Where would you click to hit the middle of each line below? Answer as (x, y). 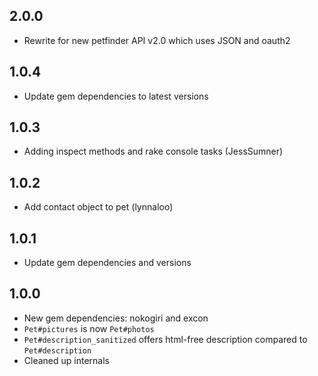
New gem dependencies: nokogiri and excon (116, 318)
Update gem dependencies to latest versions (116, 96)
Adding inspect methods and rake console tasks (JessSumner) (153, 151)
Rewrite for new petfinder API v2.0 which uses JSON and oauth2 (157, 40)
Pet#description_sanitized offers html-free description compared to (165, 339)
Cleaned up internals (66, 360)
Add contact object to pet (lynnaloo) (98, 207)
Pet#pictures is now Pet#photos (89, 328)
